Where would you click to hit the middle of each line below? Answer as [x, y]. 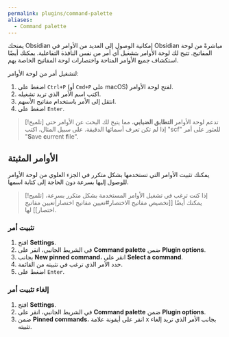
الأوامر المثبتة [33, 158]
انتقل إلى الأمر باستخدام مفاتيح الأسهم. [67, 102]
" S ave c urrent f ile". [51, 137]
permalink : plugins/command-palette [60, 13]
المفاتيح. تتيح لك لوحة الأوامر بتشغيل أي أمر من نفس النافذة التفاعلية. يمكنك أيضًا [110, 53]
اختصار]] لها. [40, 210]
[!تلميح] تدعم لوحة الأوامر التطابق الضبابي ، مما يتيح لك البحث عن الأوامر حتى [121, 122]
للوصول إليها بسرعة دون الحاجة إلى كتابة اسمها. [68, 182]
